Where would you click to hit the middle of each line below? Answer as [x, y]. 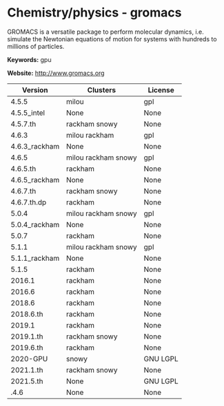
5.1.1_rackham [35, 258]
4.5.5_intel [28, 113]
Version [35, 89]
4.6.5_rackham [35, 180]
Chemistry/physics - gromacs [94, 13]
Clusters [101, 89]
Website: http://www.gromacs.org [56, 73]
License [161, 89]
